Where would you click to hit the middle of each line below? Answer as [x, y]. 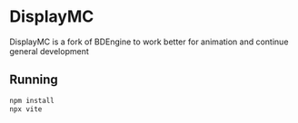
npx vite [26, 109]
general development [49, 51]
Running [34, 80]
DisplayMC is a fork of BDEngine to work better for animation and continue [149, 42]
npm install [32, 100]
